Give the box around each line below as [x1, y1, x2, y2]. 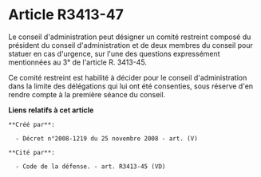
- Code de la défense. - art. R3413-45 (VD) [15, 162, 166, 171]
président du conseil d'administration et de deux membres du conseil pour [8, 40, 253, 49]
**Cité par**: [8, 148, 56, 156]
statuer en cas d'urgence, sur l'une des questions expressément [8, 49, 221, 58]
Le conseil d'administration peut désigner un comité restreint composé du [8, 32, 251, 41]
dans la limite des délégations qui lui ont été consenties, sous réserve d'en [8, 81, 254, 91]
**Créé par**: [8, 120, 56, 128]
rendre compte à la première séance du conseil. [8, 89, 166, 99]
